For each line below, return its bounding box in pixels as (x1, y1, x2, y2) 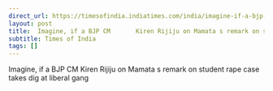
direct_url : (8, 11, 49, 20)
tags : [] (8, 42, 38, 50)
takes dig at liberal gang (8, 73, 89, 83)
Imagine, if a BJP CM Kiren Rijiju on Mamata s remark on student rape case (8, 64, 260, 74)
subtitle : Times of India (8, 34, 96, 43)
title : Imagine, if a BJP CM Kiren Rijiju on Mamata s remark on (8, 27, 260, 35)
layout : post (8, 19, 53, 28)
